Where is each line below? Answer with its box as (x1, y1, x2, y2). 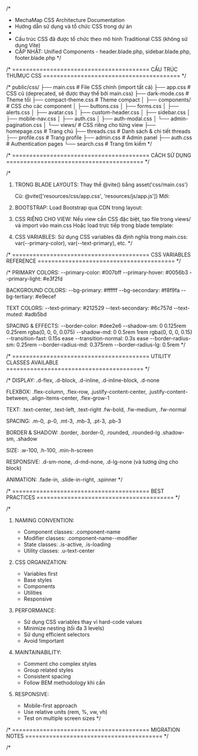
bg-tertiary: (6, 293, 34, 300)
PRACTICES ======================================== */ (6, 494, 180, 500)
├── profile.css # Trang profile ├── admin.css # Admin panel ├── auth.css (6, 134, 193, 141)
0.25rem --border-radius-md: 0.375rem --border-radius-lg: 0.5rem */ (16, 341, 186, 348)
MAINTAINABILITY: (14, 649, 62, 656)
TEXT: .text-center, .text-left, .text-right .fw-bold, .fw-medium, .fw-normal (6, 406, 187, 413)
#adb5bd (24, 311, 47, 318)
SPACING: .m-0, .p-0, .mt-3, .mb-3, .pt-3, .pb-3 (6, 417, 122, 425)
